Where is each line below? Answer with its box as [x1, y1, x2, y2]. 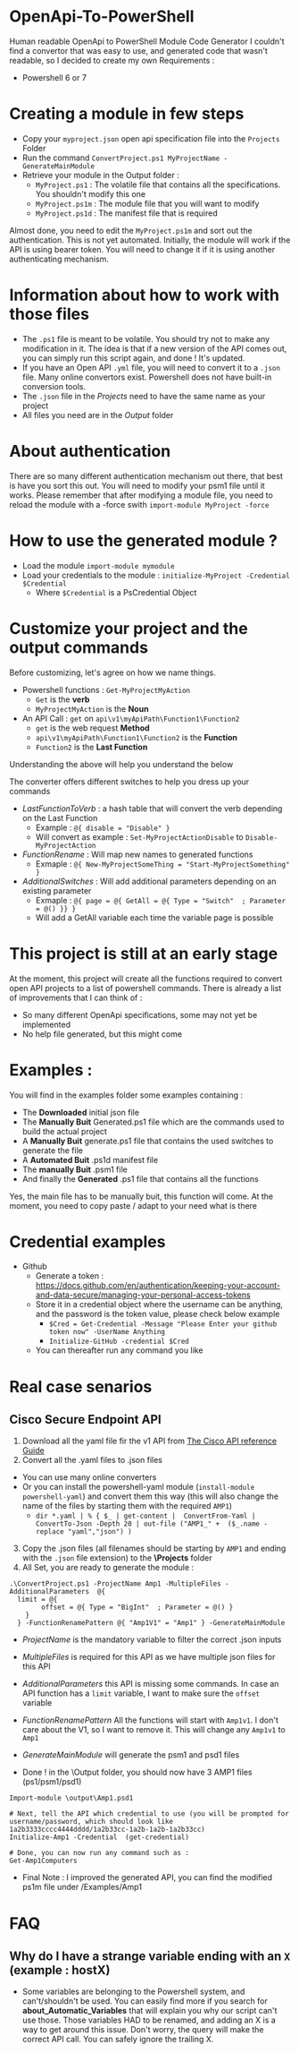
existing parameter [21, 885, 92, 896]
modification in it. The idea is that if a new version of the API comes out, [21, 343, 287, 354]
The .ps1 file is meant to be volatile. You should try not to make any [21, 333, 270, 344]
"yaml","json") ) [67, 1527, 132, 1536]
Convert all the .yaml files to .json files [21, 1455, 163, 1466]
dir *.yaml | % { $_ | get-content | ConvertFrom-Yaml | [35, 1511, 256, 1521]
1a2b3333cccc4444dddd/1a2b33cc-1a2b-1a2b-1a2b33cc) [9, 1825, 205, 1835]
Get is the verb [35, 694, 90, 705]
